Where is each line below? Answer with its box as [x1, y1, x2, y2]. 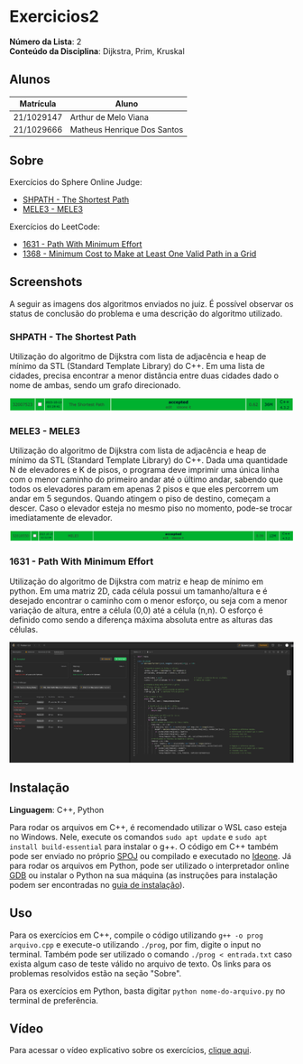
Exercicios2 [9, 6, 99, 27]
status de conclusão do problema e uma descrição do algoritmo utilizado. [9, 308, 283, 319]
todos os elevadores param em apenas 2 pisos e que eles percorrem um [9, 484, 280, 495]
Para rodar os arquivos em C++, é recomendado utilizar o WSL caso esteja [9, 821, 287, 832]
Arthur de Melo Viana [69, 111, 149, 123]
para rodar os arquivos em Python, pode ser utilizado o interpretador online [9, 860, 290, 871]
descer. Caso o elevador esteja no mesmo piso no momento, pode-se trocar [9, 503, 293, 513]
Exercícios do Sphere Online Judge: [9, 177, 142, 188]
